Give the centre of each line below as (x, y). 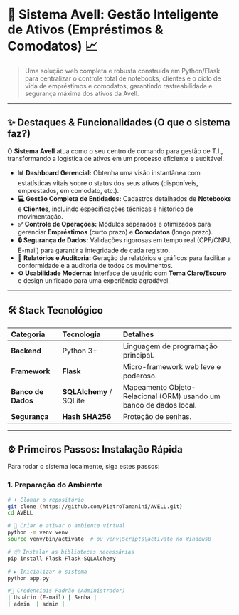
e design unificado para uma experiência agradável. (94, 280)
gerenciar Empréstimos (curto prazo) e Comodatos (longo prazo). (115, 232)
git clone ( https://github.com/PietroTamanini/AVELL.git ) (95, 506)
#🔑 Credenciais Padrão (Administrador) (67, 591)
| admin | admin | (36, 604)
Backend (26, 351)
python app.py (28, 578)
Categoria (28, 334)
